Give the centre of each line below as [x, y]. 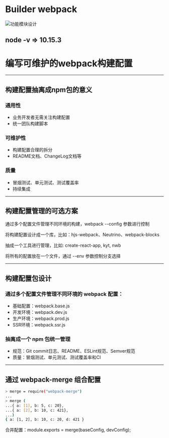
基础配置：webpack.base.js [41, 306]
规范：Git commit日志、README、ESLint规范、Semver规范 [74, 351]
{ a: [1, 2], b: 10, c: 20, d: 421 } [45, 420]
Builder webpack [41, 9]
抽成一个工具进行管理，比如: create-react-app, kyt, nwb [63, 245]
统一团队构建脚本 [30, 123]
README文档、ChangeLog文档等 [47, 156]
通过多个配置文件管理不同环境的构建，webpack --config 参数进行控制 [77, 224]
